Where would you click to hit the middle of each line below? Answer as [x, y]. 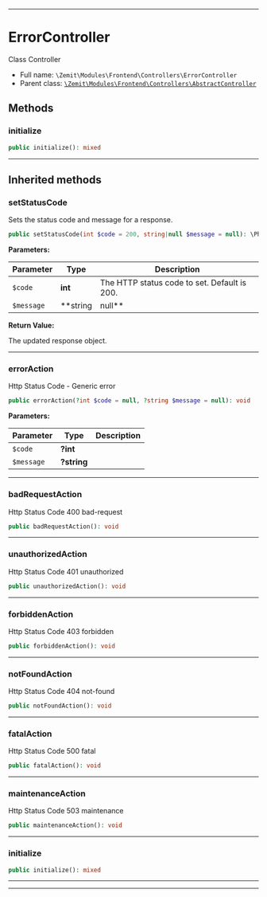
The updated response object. [58, 341]
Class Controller [35, 59]
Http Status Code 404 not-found [62, 691]
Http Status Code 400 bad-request [66, 511]
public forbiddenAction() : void [62, 646]
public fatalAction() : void [55, 766]
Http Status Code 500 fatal [52, 751]
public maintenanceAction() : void [66, 825]
